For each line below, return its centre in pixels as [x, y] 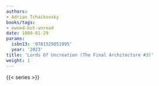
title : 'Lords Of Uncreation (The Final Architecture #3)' [80, 55]
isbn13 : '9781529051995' [42, 44]
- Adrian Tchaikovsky [33, 17]
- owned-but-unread [30, 28]
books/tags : [21, 22]
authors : [17, 11]
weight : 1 [18, 60]
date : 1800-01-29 [27, 33]
